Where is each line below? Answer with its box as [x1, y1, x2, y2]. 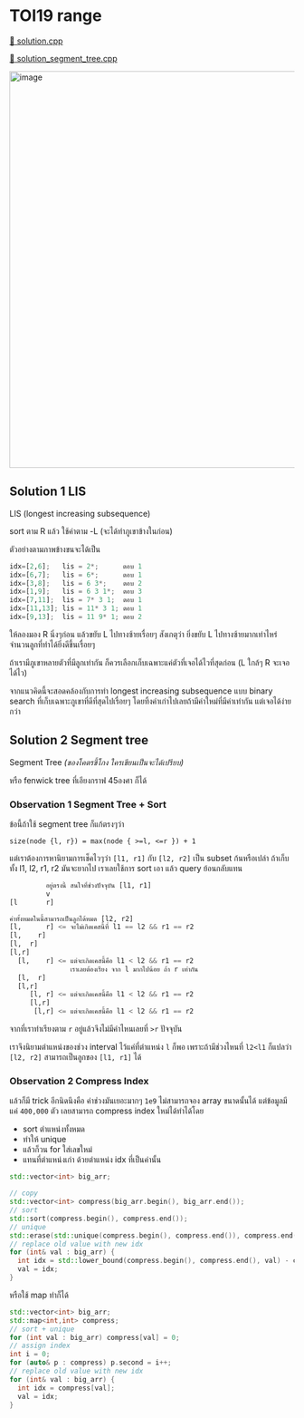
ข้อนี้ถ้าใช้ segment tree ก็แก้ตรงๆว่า [9, 818, 125, 830]
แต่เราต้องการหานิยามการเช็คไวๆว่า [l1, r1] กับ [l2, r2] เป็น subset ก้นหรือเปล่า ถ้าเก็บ [9, 852, 290, 863]
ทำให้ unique [22, 1134, 67, 1145]
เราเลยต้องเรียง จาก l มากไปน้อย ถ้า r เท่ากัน [70, 965, 199, 974]
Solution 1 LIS [9, 484, 87, 500]
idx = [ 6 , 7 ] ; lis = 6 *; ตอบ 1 [9, 570, 143, 579]
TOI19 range [9, 5, 102, 26]
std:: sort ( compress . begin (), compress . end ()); [9, 1214, 188, 1223]
